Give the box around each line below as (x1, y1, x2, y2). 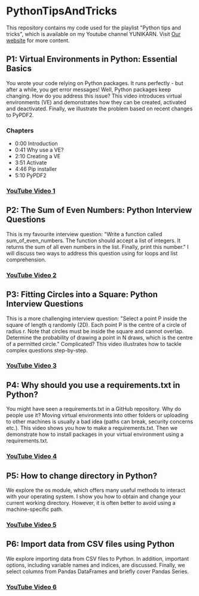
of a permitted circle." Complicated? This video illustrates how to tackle (6, 340, 182, 347)
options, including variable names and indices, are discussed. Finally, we (6, 561, 185, 568)
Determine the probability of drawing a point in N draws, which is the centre (6, 334, 193, 341)
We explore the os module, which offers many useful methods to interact (6, 486, 185, 493)
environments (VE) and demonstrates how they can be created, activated (6, 98, 186, 106)
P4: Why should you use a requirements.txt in (6, 380, 180, 390)
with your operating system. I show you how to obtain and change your (6, 493, 181, 500)
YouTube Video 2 (6, 271, 57, 279)
